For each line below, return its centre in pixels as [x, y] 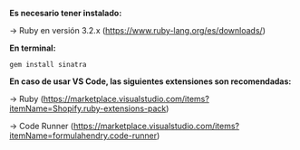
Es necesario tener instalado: [66, 13]
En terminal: [33, 48]
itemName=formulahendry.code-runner [83, 136]
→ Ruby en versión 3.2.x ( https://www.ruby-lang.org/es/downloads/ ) [137, 30]
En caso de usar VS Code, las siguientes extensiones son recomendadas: [150, 81]
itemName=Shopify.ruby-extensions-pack [88, 108]
